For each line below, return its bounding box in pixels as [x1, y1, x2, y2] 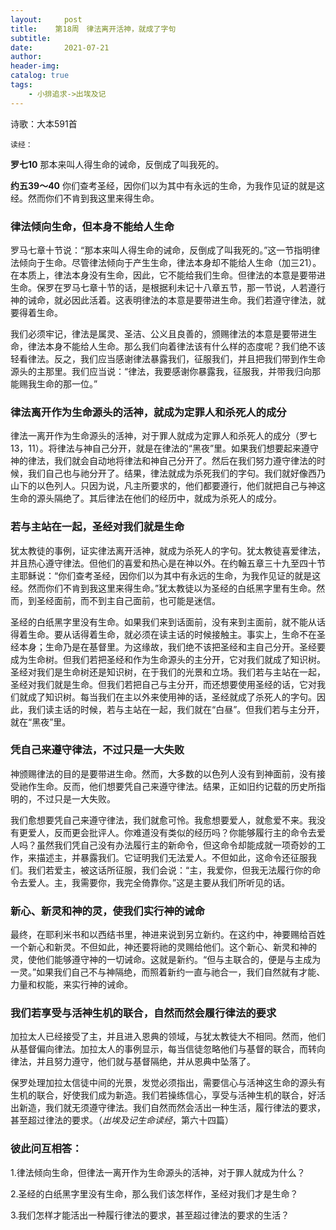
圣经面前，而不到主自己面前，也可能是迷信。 [36, 594, 221, 606]
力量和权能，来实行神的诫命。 [10, 979, 133, 991]
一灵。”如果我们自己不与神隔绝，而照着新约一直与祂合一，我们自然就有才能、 [10, 966, 326, 978]
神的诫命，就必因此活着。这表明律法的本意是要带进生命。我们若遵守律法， [10, 294, 317, 306]
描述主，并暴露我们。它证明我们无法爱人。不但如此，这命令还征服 [36, 851, 308, 863]
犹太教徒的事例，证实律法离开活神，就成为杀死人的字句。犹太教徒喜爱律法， [10, 544, 326, 556]
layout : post [10, 14, 83, 25]
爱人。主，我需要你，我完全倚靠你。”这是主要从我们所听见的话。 [27, 876, 291, 888]
